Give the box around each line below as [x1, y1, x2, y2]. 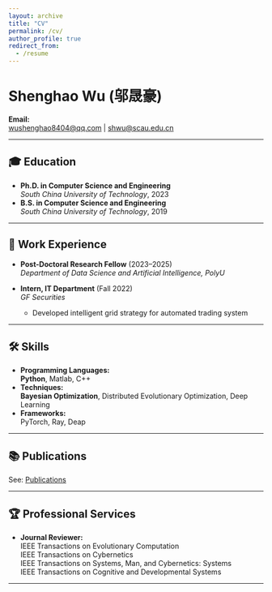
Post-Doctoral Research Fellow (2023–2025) [19, 259, 172, 268]
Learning [19, 400, 50, 410]
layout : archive [8, 11, 63, 20]
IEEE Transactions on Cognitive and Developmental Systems [19, 567, 222, 577]
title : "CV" [8, 19, 49, 28]
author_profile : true [8, 34, 82, 43]
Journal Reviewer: [19, 533, 83, 542]
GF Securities [19, 292, 66, 302]
